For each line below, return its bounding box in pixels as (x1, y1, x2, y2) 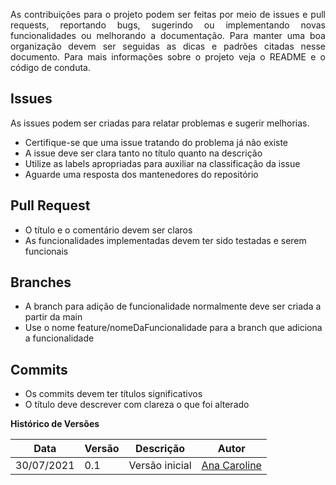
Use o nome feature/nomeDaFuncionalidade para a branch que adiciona (24, 322, 323, 334)
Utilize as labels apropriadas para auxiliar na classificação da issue (24, 157, 301, 169)
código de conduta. (10, 62, 92, 73)
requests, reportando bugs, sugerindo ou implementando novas (10, 19, 326, 31)
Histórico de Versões (10, 418, 100, 430)
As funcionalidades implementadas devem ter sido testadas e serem (24, 234, 307, 246)
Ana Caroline (201, 459, 262, 473)
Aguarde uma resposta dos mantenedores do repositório (24, 168, 259, 180)
